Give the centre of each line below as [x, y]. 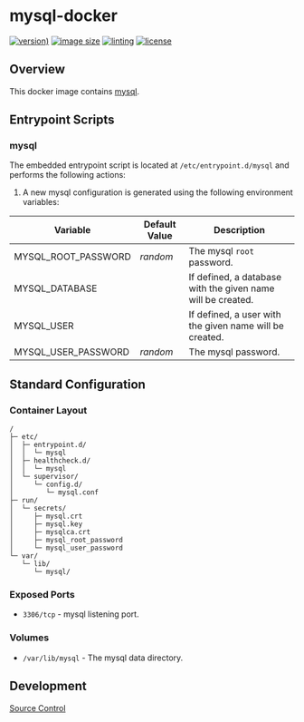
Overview [38, 69]
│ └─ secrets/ [38, 509]
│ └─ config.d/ [46, 485]
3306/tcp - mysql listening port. [81, 614]
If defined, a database [235, 278]
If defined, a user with [235, 315]
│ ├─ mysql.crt [46, 517]
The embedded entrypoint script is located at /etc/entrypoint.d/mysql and [149, 165]
